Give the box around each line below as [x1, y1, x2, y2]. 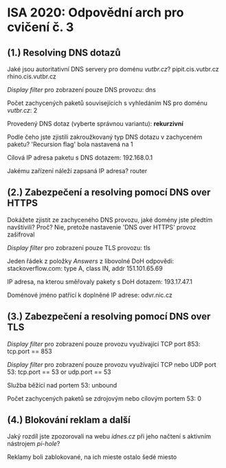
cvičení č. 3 [7, 19, 74, 35]
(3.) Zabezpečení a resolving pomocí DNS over [7, 311, 211, 322]
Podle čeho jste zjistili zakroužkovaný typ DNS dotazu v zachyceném [7, 133, 203, 141]
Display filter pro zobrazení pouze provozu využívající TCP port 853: [7, 339, 201, 348]
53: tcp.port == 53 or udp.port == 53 [7, 368, 111, 376]
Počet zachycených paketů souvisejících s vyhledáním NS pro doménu [7, 99, 207, 107]
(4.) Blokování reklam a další [7, 414, 131, 426]
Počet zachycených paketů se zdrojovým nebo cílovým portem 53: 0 [7, 394, 201, 403]
